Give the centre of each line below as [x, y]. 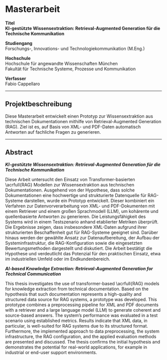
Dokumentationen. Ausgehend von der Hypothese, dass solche [70, 190]
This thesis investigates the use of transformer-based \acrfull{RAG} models [82, 283]
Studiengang [19, 43]
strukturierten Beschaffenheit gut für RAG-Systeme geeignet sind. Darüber [82, 232]
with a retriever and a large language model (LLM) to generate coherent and [83, 310]
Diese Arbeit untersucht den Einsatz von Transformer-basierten [70, 179]
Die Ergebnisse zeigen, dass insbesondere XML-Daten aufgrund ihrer [76, 227]
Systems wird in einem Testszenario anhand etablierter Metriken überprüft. [82, 222]
